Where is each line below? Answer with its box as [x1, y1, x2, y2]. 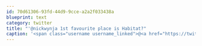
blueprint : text [6, 14, 47, 20]
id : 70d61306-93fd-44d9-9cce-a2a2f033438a [6, 8, 114, 15]
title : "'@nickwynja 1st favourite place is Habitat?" [6, 25, 147, 32]
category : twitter [6, 20, 52, 26]
